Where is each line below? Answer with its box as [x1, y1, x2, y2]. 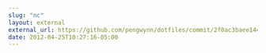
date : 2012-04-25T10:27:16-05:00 [8, 33, 119, 41]
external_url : [8, 26, 55, 34]
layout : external [8, 19, 66, 26]
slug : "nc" [8, 11, 44, 19]
